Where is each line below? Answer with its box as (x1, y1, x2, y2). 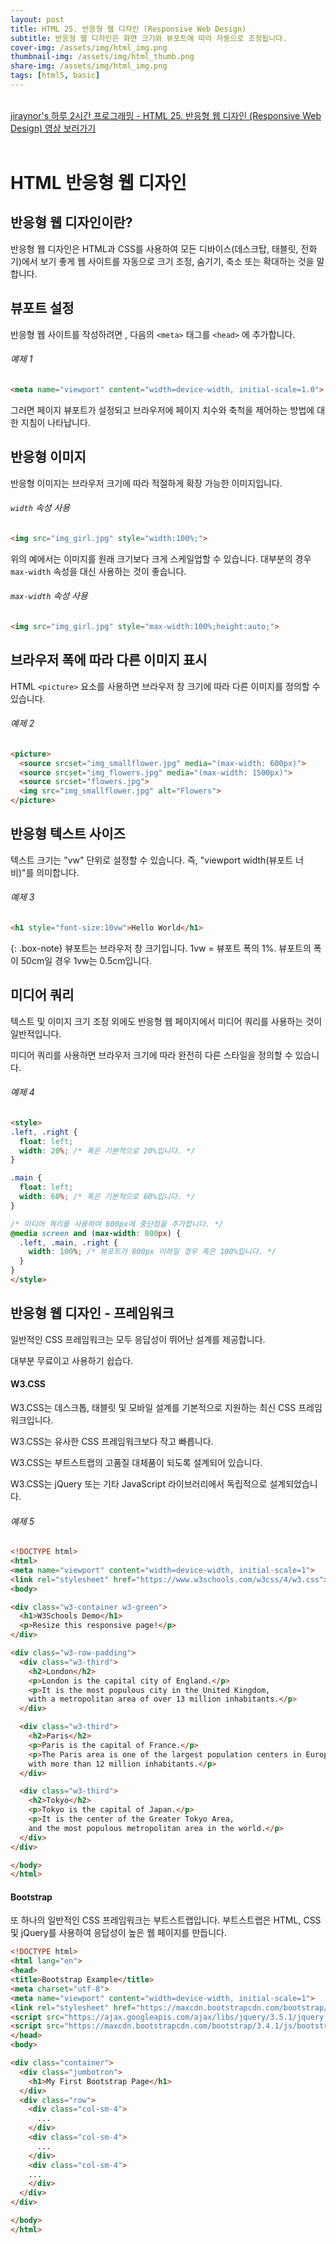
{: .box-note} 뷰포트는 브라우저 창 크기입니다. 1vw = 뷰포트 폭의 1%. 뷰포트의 (10, 942, 312, 954)
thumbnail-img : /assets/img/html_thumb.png (10, 52, 195, 62)
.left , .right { (10, 1127, 78, 1137)
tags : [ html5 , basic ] (10, 71, 101, 81)
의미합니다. (36, 866, 80, 878)
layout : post (10, 14, 65, 25)
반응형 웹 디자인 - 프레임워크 (10, 1305, 175, 1322)
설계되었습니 (269, 1477, 318, 1490)
